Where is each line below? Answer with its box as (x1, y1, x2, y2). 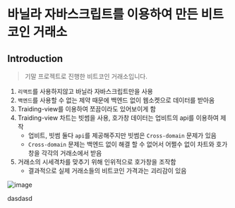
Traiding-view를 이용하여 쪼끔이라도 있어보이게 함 (17, 105, 157, 113)
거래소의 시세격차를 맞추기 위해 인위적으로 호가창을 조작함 (17, 158, 176, 166)
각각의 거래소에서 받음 (41, 149, 102, 157)
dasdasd (7, 195, 33, 202)
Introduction (7, 52, 64, 64)
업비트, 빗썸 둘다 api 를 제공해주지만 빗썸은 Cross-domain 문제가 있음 (28, 131, 217, 140)
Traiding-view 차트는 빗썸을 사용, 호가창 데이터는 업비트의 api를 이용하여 (17, 114, 219, 122)
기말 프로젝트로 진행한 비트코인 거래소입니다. (24, 72, 148, 80)
